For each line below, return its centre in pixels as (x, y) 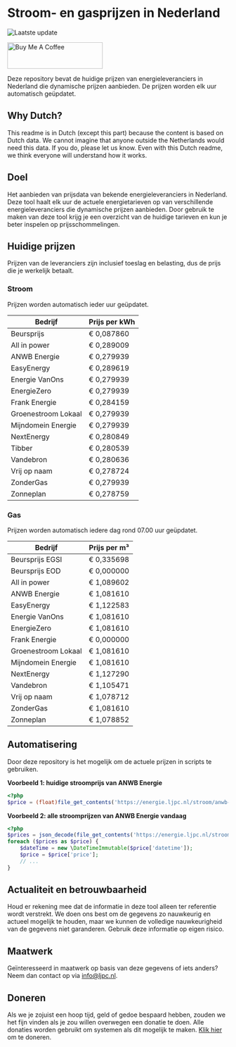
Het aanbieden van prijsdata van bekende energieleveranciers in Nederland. (118, 194)
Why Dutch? (35, 116)
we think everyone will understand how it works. (77, 155)
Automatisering (42, 745)
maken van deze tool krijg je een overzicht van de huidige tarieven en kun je (117, 217)
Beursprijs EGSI (37, 559)
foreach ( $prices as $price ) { (53, 842)
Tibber (22, 448)
